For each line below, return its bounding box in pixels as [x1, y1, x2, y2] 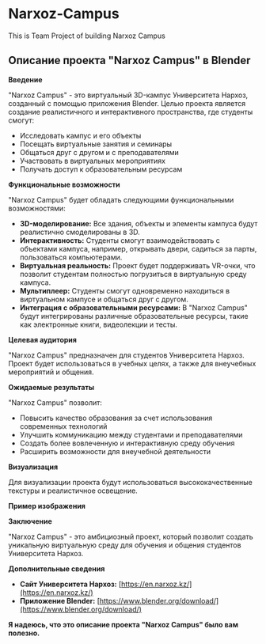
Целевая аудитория [8, 335, 78, 344]
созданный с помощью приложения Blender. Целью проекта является [8, 98, 246, 108]
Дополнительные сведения [8, 563, 105, 574]
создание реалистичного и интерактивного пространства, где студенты [8, 107, 253, 116]
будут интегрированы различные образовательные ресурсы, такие [19, 311, 249, 320]
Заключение [8, 516, 53, 526]
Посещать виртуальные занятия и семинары [19, 139, 173, 149]
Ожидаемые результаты [8, 382, 95, 392]
